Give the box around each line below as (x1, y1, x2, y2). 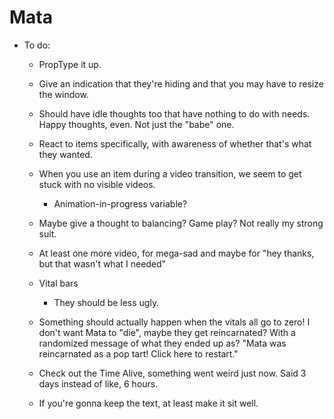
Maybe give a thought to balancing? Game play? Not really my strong (38, 217, 324, 229)
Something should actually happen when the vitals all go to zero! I (38, 316, 311, 328)
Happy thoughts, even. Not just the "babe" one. (38, 118, 235, 130)
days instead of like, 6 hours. (38, 377, 159, 390)
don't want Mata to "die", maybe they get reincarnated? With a (38, 326, 296, 338)
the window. (38, 88, 89, 100)
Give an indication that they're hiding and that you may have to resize (38, 77, 324, 90)
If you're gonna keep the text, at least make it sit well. (38, 397, 259, 409)
